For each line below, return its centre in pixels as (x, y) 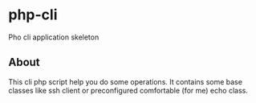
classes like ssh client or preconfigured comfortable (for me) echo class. (128, 90)
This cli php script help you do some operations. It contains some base (126, 81)
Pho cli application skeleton (54, 37)
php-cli (33, 15)
